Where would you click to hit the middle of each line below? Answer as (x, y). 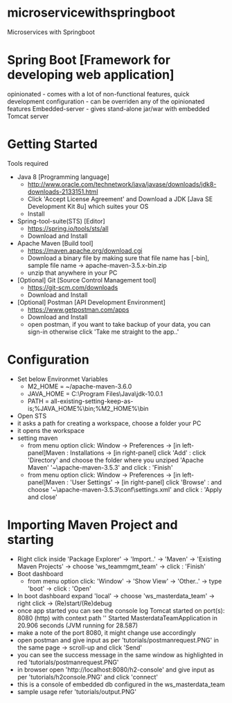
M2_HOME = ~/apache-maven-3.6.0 (80, 386)
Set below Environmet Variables (63, 379)
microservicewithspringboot (91, 13)
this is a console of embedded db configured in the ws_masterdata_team (121, 684)
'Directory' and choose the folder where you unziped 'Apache (116, 460)
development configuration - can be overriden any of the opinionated (106, 101)
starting (30, 540)
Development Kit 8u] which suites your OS (88, 206)
